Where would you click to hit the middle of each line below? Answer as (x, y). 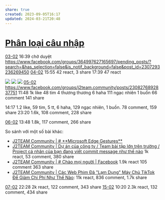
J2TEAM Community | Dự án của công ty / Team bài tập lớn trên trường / (86, 146)
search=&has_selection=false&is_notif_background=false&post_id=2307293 (82, 67)
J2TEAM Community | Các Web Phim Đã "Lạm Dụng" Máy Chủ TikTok (83, 173)
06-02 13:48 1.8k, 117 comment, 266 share (48, 122)
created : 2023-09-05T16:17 (33, 14)
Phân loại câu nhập (45, 43)
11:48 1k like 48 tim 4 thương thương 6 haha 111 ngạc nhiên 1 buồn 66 (88, 93)
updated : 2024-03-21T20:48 (33, 19)
